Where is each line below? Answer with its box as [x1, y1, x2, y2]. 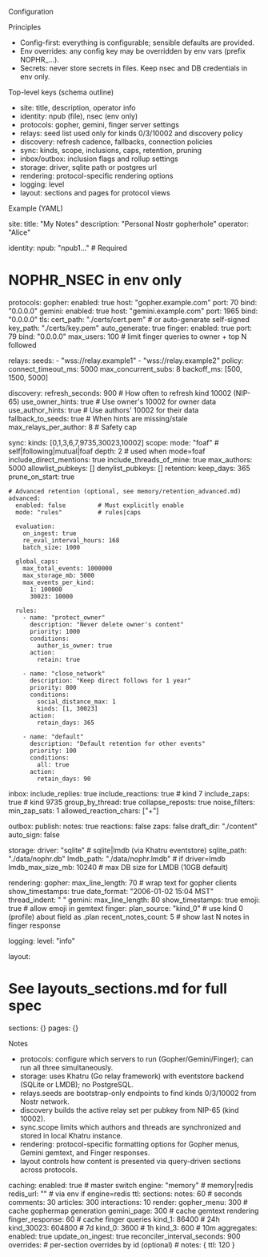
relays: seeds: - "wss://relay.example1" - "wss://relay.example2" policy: [8, 356, 244, 365]
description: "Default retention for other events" [29, 739, 206, 747]
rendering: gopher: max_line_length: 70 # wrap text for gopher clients [8, 877, 238, 888]
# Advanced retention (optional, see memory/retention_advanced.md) [8, 487, 242, 495]
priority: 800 [29, 683, 78, 691]
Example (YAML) [8, 203, 64, 213]
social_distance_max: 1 [37, 697, 116, 706]
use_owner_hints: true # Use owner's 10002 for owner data [21, 397, 217, 406]
